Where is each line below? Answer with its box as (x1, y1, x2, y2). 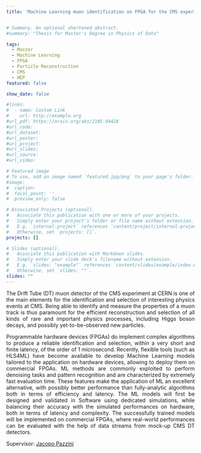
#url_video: (6, 157, 36, 163)
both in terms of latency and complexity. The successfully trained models (6, 409, 195, 416)
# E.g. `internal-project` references (6, 223, 109, 229)
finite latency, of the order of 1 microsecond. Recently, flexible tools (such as (6, 345, 195, 353)
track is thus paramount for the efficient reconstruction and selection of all (6, 309, 195, 316)
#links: (6, 102, 26, 108)
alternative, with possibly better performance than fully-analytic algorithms (6, 384, 195, 391)
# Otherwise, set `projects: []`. (6, 229, 98, 235)
